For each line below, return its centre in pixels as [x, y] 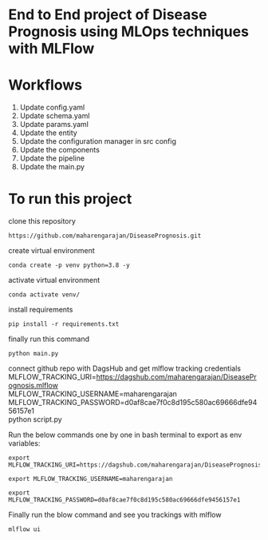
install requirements [41, 310]
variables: [24, 443]
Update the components [59, 150]
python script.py [35, 419]
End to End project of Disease [108, 15]
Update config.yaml [52, 107]
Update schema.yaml [55, 116]
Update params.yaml [54, 125]
